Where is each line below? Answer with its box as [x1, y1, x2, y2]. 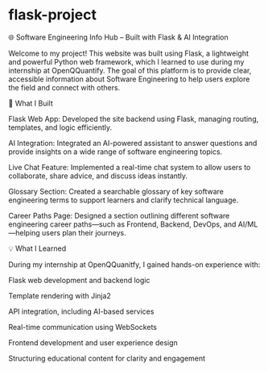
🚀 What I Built [8, 98, 54, 108]
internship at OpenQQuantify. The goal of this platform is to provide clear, [8, 65, 252, 75]
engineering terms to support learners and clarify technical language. [8, 195, 239, 205]
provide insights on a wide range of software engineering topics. [8, 147, 223, 156]
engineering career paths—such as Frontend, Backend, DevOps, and [8, 219, 237, 229]
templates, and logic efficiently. [8, 123, 113, 132]
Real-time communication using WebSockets [8, 322, 157, 331]
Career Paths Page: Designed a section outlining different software [8, 211, 230, 220]
